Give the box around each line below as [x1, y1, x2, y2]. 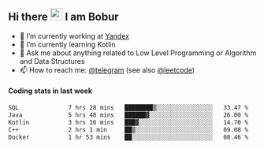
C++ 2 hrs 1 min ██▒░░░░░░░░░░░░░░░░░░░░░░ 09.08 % [8, 125, 248, 134]
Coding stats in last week [8, 86, 93, 95]
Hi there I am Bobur [8, 10, 120, 24]
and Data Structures [19, 56, 85, 65]
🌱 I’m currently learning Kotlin [19, 39, 116, 49]
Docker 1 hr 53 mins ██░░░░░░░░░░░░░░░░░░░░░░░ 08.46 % [8, 133, 248, 141]
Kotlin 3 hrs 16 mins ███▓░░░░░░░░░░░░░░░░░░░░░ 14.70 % [8, 118, 248, 126]
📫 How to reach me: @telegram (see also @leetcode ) [19, 65, 195, 75]
